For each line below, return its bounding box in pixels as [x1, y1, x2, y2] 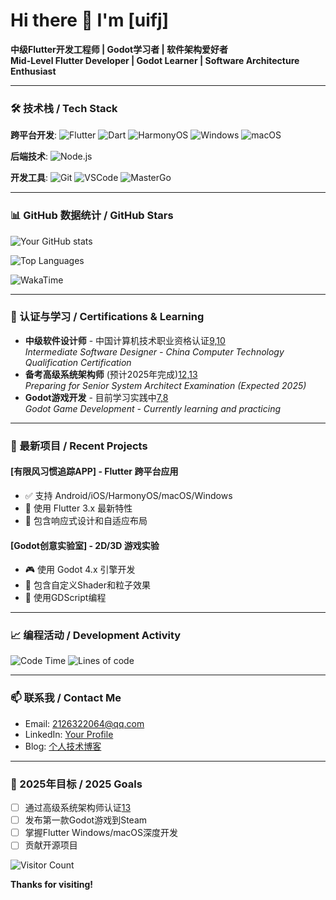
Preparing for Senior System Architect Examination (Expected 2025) [24, 379, 307, 391]
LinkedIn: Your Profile [24, 728, 114, 740]
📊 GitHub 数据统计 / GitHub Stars [10, 209, 174, 223]
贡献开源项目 [24, 839, 78, 851]
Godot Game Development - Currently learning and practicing [24, 402, 281, 414]
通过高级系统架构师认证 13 [24, 802, 132, 814]
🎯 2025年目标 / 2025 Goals [10, 777, 143, 791]
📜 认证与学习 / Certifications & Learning [10, 310, 205, 324]
